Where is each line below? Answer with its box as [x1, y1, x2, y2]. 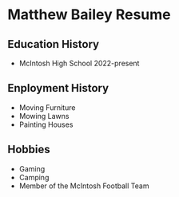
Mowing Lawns [18, 111, 70, 120]
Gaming [18, 164, 46, 173]
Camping [18, 172, 50, 182]
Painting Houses [18, 120, 74, 129]
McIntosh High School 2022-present [18, 58, 140, 68]
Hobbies [7, 143, 51, 156]
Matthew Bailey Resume [7, 6, 171, 24]
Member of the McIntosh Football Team [18, 181, 149, 191]
